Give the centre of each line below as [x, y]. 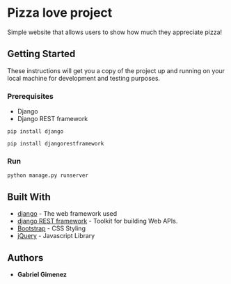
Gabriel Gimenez [42, 274]
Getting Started [41, 54]
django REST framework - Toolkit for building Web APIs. [97, 221]
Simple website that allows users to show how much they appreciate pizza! [115, 32]
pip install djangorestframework [56, 144]
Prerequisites [30, 96]
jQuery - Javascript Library [56, 236]
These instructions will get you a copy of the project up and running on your [116, 70]
